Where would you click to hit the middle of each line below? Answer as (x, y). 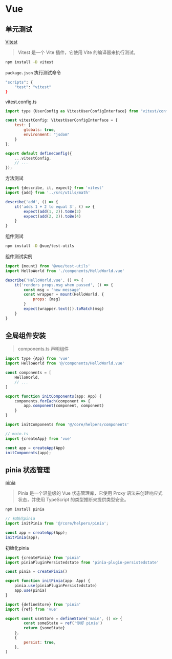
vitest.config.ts (21, 102)
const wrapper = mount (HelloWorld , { (64, 295)
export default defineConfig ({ (39, 153)
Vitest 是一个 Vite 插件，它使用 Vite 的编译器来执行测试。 (78, 52)
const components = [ (28, 373)
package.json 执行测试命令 (33, 72)
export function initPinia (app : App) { (48, 581)
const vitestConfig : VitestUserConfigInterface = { (61, 120)
